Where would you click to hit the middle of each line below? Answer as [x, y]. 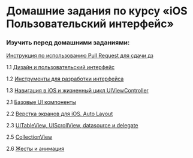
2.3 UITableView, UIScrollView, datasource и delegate [73, 126]
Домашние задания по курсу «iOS [97, 11]
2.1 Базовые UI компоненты [41, 102]
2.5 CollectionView [29, 137]
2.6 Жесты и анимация [35, 149]
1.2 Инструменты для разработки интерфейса [65, 79]
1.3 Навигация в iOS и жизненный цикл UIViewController [77, 91]
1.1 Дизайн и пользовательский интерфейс [61, 67]
